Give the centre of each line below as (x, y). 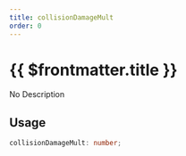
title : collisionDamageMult (62, 17)
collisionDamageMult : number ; (66, 144)
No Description (37, 94)
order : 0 (25, 26)
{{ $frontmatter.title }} (93, 70)
